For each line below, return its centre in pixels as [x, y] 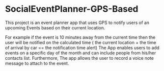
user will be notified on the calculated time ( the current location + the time [81, 42]
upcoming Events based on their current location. [55, 27]
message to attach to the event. [37, 63]
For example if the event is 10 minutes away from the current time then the [80, 37]
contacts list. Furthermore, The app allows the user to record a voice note [79, 58]
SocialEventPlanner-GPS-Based [72, 9]
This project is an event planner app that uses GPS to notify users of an [77, 23]
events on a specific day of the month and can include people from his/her [81, 53]
